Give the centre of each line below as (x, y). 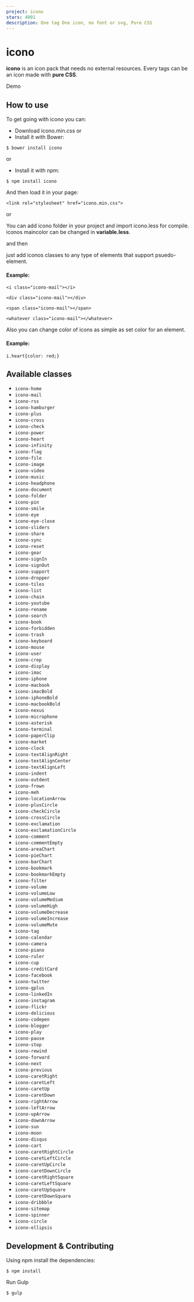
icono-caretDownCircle (43, 1171)
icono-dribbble (34, 1203)
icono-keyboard (34, 641)
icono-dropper (32, 578)
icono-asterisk (34, 723)
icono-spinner (32, 1215)
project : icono (25, 12)
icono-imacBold (34, 692)
